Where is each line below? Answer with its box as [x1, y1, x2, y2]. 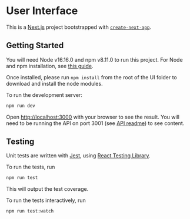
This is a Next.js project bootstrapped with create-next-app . [6, 23, 152, 31]
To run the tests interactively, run [6, 197, 86, 204]
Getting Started [6, 41, 64, 50]
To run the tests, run [6, 163, 55, 171]
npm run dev [6, 103, 35, 109]
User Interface [6, 4, 78, 18]
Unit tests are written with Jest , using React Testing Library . [6, 152, 151, 159]
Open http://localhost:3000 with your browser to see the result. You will [6, 113, 179, 120]
